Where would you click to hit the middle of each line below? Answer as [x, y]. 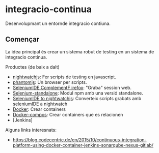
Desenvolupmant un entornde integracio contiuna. [58, 23]
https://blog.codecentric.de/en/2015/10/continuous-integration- [79, 140]
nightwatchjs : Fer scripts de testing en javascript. [64, 77]
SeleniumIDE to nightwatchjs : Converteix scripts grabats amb [77, 98]
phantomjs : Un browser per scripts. [50, 82]
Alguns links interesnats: [31, 130]
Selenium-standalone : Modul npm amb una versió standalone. [78, 93]
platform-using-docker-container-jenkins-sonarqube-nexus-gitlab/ [83, 145]
